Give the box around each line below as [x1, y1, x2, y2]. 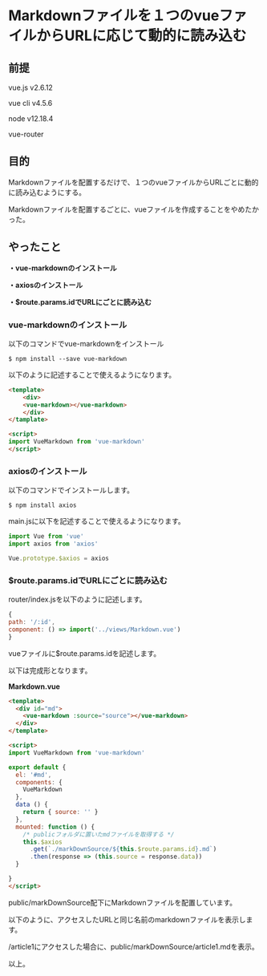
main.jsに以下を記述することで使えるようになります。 [8, 516, 186, 526]
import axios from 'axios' [8, 540, 99, 549]
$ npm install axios [8, 501, 78, 509]
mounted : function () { [15, 823, 95, 831]
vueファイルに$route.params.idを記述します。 [8, 648, 161, 658]
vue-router [8, 129, 44, 139]
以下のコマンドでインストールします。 [8, 485, 135, 495]
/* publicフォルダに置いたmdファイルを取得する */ [22, 830, 175, 838]
